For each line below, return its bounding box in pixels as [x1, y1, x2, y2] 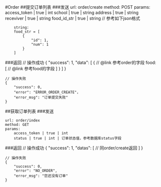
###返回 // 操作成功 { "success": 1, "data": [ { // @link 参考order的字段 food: [5, 60, 157, 65]
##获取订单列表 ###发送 [5, 109, 54, 114]
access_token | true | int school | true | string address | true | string [5, 10, 139, 16]
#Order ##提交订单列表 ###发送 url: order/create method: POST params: [5, 4, 150, 10]
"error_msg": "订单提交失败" [14, 95, 68, 100]
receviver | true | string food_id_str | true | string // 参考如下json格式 [5, 16, 141, 21]
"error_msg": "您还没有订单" [14, 173, 68, 178]
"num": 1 [31, 42, 49, 47]
